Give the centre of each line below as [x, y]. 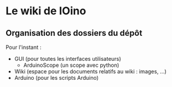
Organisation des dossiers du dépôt [74, 33]
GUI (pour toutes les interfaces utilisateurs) [68, 59]
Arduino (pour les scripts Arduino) [56, 78]
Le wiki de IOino [46, 11]
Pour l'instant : [23, 47]
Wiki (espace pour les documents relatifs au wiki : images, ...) [90, 72]
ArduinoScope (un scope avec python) [71, 65]
